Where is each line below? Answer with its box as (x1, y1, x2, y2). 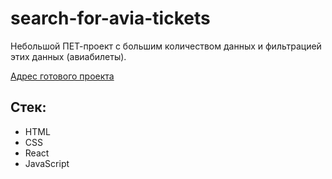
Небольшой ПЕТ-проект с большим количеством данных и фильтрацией (10, 40, 322, 52)
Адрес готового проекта (10, 70, 115, 82)
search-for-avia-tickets (10, 7, 211, 30)
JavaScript (24, 157, 70, 169)
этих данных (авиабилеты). (10, 50, 127, 62)
